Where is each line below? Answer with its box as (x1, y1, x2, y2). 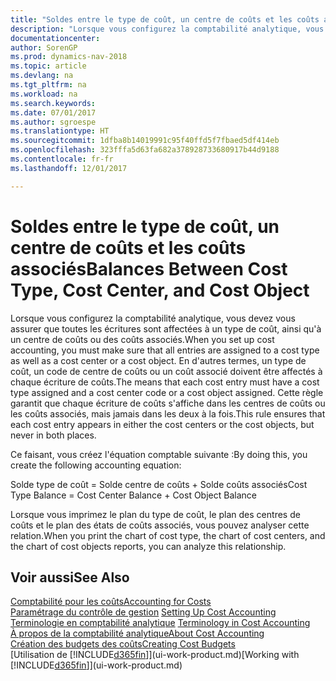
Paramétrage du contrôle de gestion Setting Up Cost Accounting (10, 606, 277, 618)
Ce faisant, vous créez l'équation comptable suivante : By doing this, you (10, 448, 308, 460)
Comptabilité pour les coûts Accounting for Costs (10, 596, 212, 608)
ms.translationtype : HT (10, 126, 110, 136)
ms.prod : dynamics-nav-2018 (10, 52, 128, 62)
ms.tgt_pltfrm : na (10, 80, 87, 90)
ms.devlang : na (10, 71, 74, 81)
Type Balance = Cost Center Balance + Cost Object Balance (10, 489, 257, 501)
